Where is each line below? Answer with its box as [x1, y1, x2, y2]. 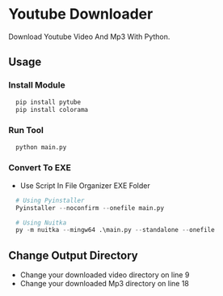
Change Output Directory [8, 248, 139, 262]
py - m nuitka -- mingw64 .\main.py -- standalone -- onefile [15, 226, 216, 234]
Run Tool [8, 125, 44, 136]
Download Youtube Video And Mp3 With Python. [8, 32, 170, 41]
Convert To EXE [8, 162, 71, 174]
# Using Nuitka [15, 218, 67, 227]
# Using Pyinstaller [15, 196, 85, 204]
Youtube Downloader [8, 5, 154, 24]
